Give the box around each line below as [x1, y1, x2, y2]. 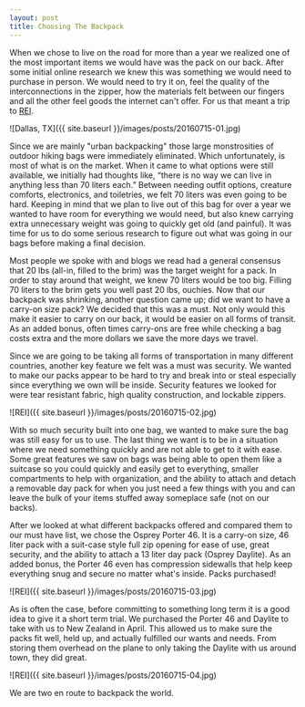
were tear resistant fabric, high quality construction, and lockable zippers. [9, 389, 287, 400]
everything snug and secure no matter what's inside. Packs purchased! [9, 567, 277, 579]
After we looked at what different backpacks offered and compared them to [9, 519, 293, 530]
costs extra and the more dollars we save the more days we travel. [9, 332, 259, 343]
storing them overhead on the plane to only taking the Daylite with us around [9, 642, 297, 653]
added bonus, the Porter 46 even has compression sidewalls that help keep [9, 558, 293, 569]
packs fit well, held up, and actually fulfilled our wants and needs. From [9, 632, 277, 643]
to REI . [9, 105, 35, 116]
